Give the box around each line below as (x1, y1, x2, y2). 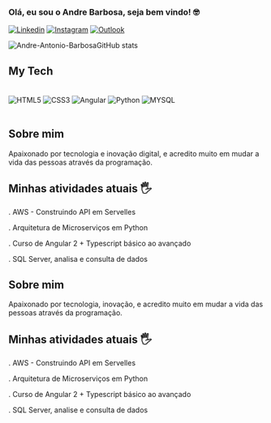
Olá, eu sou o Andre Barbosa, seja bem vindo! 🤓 (8, 6, 200, 18)
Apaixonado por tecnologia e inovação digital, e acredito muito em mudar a (8, 148, 260, 158)
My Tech (8, 64, 54, 78)
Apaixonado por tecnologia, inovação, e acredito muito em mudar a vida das (8, 299, 264, 310)
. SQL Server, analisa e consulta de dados (8, 254, 148, 264)
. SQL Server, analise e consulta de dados (8, 405, 148, 415)
